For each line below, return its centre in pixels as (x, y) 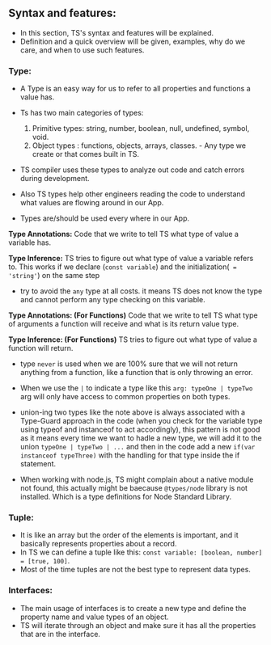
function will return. (41, 348)
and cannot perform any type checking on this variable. (113, 300)
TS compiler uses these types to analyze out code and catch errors (132, 170)
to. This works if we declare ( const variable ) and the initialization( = (123, 267)
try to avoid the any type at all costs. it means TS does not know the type (141, 291)
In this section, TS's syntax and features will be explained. (117, 32)
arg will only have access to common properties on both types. (125, 397)
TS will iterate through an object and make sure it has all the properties (138, 625)
